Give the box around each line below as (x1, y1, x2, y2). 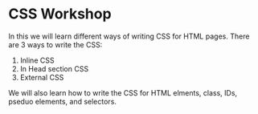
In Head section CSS (19, 63, 89, 73)
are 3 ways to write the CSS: (8, 39, 103, 49)
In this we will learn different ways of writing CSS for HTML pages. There (8, 31, 250, 41)
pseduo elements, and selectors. (8, 96, 117, 106)
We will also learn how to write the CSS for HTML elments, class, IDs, (8, 88, 238, 97)
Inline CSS (19, 55, 55, 65)
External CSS (19, 72, 64, 82)
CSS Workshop (8, 5, 112, 23)
